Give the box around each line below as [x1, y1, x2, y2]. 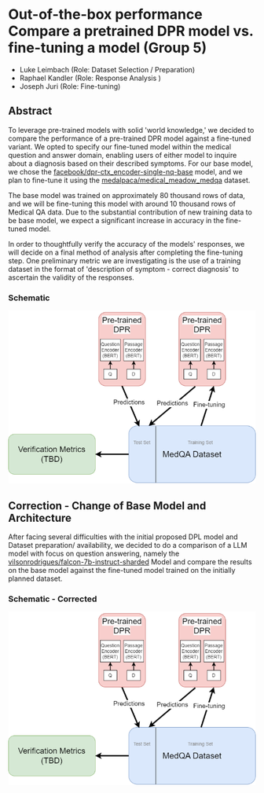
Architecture [8, 511, 72, 524]
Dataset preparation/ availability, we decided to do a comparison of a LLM [8, 541, 247, 550]
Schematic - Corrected [8, 593, 97, 604]
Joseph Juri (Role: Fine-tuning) [19, 81, 121, 91]
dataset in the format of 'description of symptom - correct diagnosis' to [8, 264, 240, 274]
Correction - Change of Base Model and [8, 499, 207, 512]
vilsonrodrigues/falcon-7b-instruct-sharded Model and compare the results [8, 557, 253, 567]
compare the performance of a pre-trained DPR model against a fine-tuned [8, 134, 251, 143]
